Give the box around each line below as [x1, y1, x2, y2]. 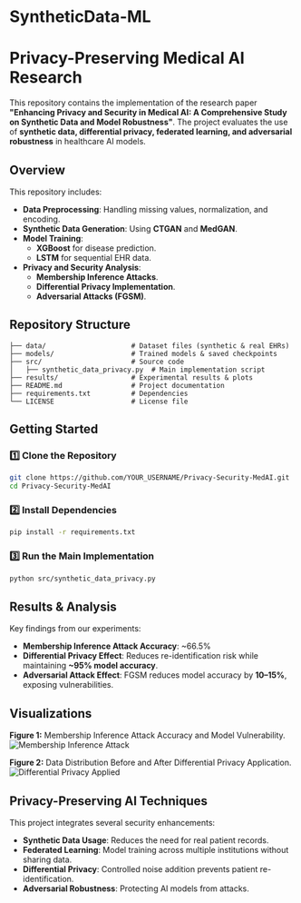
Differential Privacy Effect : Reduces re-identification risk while [22, 650, 259, 661]
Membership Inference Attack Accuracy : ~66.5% [22, 640, 211, 651]
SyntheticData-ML [9, 6, 151, 27]
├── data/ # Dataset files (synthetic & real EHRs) [9, 341, 290, 351]
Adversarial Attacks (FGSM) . [35, 291, 147, 302]
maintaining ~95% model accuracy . [22, 660, 159, 671]
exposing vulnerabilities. [22, 680, 114, 690]
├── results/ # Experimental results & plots [9, 372, 254, 382]
